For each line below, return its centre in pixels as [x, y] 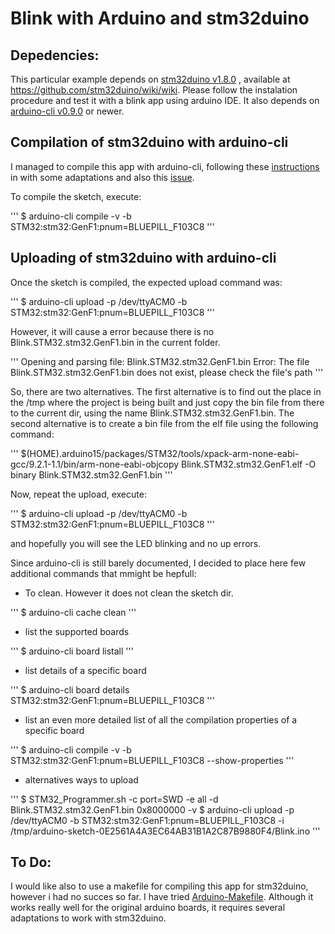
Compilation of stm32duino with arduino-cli [149, 142]
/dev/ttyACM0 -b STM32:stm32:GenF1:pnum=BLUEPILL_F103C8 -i [147, 820]
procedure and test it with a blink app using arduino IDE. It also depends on [165, 100]
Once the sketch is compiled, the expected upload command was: [146, 282]
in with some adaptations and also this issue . [102, 177]
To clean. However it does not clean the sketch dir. [129, 593]
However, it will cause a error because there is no [112, 331]
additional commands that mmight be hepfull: [103, 573]
